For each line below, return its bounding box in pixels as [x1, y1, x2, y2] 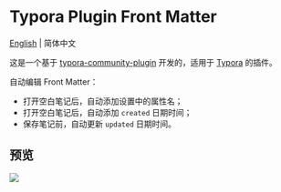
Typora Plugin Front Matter [9, 6, 217, 27]
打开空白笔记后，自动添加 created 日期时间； [22, 106, 193, 117]
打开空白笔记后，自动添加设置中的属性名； [22, 96, 183, 106]
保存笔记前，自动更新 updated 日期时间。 [22, 118, 176, 129]
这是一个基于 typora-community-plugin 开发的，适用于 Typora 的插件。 [9, 56, 278, 67]
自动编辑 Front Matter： [9, 76, 99, 87]
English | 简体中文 [9, 37, 77, 48]
